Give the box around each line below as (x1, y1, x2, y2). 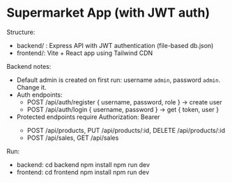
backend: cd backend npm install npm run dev (16, 160, 150, 168)
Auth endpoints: (16, 90, 63, 99)
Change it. (16, 83, 47, 91)
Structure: (6, 28, 36, 36)
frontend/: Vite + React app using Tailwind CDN (16, 49, 153, 57)
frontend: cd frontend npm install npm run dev (16, 168, 150, 176)
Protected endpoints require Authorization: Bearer (16, 113, 160, 121)
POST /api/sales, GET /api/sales (26, 134, 119, 142)
